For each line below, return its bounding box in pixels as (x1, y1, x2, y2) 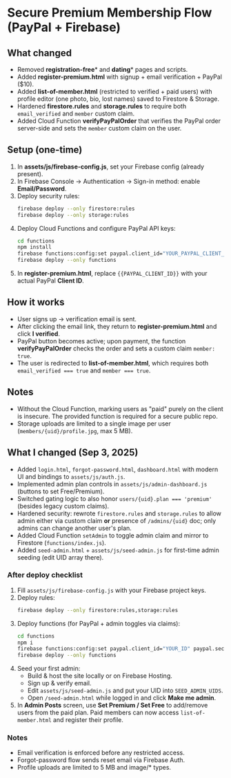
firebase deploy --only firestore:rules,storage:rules (17, 607, 179, 614)
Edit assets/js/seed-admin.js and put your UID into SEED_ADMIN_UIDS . (27, 686, 223, 695)
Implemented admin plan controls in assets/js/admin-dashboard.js (17, 480, 208, 488)
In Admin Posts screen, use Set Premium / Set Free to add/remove (17, 701, 208, 710)
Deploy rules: (17, 593, 55, 602)
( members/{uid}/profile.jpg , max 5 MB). (17, 426, 133, 435)
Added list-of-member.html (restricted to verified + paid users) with (17, 88, 212, 95)
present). (17, 169, 43, 178)
